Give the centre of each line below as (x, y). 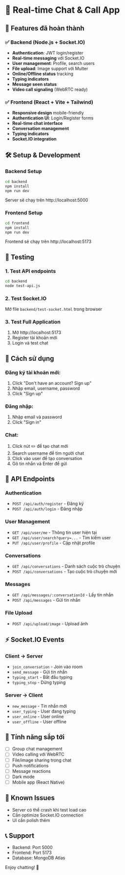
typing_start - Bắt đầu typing (42, 677)
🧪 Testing (20, 257)
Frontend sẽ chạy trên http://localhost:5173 (48, 242)
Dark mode (23, 777)
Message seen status (34, 84)
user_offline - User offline (39, 722)
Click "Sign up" (27, 394)
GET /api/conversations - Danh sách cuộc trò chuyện (66, 566)
